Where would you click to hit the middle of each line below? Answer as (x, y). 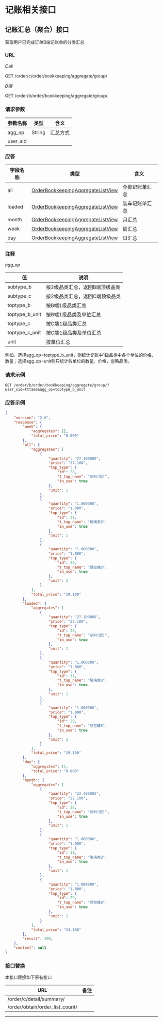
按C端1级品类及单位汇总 (74, 333)
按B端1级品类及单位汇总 (73, 315)
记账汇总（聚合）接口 (37, 29)
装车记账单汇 (137, 203)
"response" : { (28, 422)
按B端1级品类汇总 (66, 306)
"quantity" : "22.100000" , (74, 794)
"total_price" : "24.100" (56, 930)
